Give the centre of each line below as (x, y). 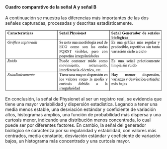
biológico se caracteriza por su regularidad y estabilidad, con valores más (81, 130)
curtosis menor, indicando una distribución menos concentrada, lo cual (78, 120)
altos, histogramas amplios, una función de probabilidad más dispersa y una (83, 114)
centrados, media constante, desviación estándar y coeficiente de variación (83, 136)
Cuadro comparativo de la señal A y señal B (51, 7)
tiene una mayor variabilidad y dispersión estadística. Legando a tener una (82, 104)
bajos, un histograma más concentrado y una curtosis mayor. (68, 141)
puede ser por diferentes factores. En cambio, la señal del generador (76, 125)
